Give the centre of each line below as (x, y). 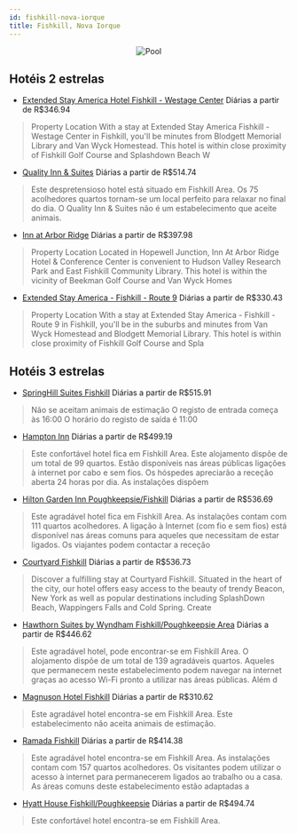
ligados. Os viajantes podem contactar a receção (121, 545)
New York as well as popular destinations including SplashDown (148, 598)
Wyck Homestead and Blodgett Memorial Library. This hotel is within (156, 334)
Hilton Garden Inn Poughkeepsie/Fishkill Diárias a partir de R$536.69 (147, 499)
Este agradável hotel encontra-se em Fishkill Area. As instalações (150, 758)
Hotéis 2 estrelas (57, 79)
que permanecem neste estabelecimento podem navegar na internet (156, 671)
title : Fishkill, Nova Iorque (65, 26)
